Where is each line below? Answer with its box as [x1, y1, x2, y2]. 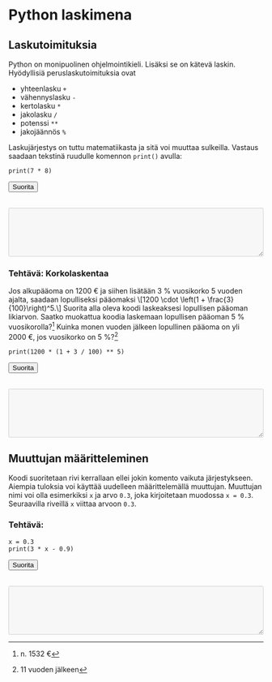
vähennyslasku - [19, 92, 77, 102]
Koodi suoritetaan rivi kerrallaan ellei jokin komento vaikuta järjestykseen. [8, 473, 253, 483]
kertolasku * [19, 101, 62, 110]
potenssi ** [19, 118, 59, 127]
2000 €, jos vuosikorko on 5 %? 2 [8, 330, 119, 341]
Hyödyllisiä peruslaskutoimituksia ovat [8, 68, 136, 78]
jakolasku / [19, 109, 58, 119]
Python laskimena [8, 6, 132, 24]
